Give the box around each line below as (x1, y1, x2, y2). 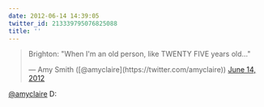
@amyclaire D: (8, 89, 57, 99)
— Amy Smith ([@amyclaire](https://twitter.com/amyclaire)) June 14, (28, 65, 257, 75)
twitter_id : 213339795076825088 (8, 19, 117, 28)
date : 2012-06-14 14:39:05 (8, 11, 100, 20)
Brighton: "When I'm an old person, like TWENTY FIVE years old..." (28, 49, 251, 59)
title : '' (8, 27, 42, 35)
